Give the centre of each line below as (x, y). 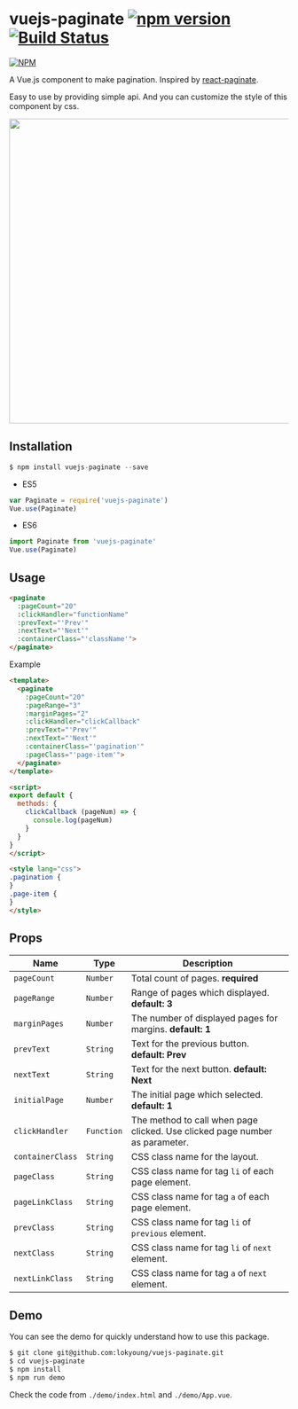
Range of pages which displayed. (200, 992)
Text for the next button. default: (200, 1068)
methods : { (37, 804)
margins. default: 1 (171, 1029)
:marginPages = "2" (57, 714)
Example (25, 664)
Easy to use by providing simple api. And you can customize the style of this (149, 97)
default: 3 (152, 1004)
